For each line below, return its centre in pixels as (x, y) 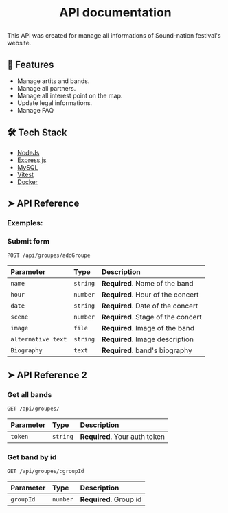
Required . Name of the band (148, 284)
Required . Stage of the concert (152, 317)
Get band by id (32, 457)
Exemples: (25, 223)
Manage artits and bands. (53, 81)
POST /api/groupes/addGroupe (49, 255)
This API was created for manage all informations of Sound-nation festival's (114, 36)
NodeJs (28, 152)
